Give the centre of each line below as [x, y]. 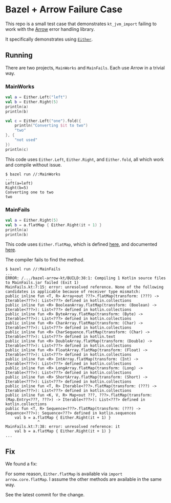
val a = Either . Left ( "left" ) [36, 97]
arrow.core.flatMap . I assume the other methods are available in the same [84, 479]
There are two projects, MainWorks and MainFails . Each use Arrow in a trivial [85, 67]
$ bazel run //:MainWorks [33, 174]
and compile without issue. [34, 165]
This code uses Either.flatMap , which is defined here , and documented [81, 244]
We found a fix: [21, 464]
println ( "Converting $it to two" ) [51, 125]
